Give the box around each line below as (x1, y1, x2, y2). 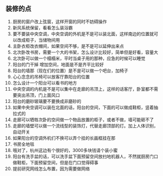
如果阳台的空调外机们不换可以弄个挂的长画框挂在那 (12, 135, 116, 141)
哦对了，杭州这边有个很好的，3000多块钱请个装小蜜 (12, 147, 118, 153)
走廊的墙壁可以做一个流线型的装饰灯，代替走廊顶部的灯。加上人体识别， (12, 123, 158, 128)
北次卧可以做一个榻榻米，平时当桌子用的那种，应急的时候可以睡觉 (12, 55, 145, 61)
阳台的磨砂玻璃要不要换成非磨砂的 (12, 98, 81, 104)
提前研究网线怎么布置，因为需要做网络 (12, 166, 90, 172)
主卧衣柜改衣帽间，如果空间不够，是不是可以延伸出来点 (12, 43, 124, 49)
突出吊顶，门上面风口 (17, 92, 60, 98)
